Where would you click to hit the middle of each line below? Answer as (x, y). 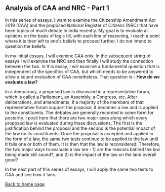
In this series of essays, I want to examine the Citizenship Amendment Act (81, 20)
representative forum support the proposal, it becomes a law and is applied (82, 107)
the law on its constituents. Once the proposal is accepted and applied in (79, 133)
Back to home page (25, 184)
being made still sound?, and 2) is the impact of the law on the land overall (81, 154)
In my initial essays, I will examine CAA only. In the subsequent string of (78, 56)
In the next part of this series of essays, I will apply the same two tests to (79, 169)
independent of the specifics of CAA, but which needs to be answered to (79, 72)
